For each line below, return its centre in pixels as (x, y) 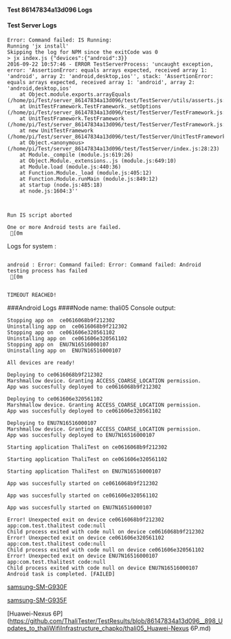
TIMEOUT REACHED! (32, 295)
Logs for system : (32, 246)
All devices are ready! (41, 362)
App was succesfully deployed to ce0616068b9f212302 (84, 386)
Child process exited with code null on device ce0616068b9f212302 (106, 531)
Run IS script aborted (40, 215)
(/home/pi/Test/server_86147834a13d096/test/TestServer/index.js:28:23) (113, 148)
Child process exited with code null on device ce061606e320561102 (106, 550)
